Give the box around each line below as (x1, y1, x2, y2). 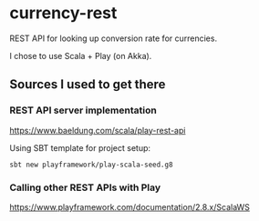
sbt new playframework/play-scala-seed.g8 (9, 160, 173, 169)
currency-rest (9, 3, 118, 24)
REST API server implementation (9, 104, 157, 116)
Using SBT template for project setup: (9, 142, 151, 153)
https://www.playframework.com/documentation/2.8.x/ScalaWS (9, 201, 251, 212)
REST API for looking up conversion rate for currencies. (9, 33, 217, 44)
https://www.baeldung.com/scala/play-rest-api (9, 125, 186, 136)
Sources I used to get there (9, 76, 166, 93)
